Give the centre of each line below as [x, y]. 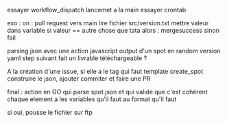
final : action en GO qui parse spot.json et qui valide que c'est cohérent [107, 92]
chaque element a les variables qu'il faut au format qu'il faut [92, 99]
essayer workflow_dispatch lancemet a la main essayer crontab [97, 10]
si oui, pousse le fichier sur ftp [50, 112]
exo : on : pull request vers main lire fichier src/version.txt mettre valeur [108, 23]
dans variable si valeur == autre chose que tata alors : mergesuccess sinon [113, 30]
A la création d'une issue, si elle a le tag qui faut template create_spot [105, 71]
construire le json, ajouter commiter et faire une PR [79, 79]
